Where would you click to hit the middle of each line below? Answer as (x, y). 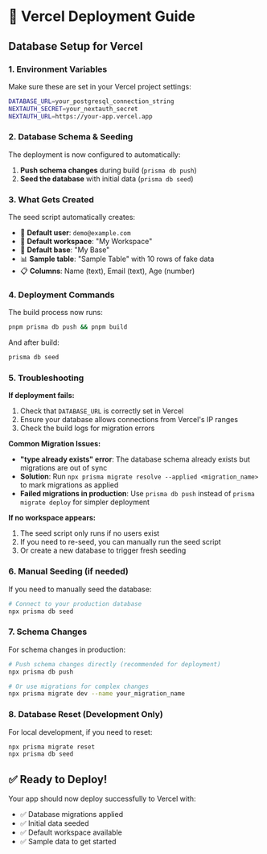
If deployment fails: (41, 396)
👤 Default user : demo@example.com (75, 233)
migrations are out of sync (64, 468)
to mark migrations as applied (69, 485)
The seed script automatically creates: (72, 218)
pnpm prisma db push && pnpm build (68, 327)
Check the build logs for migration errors (87, 428)
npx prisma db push (41, 672)
